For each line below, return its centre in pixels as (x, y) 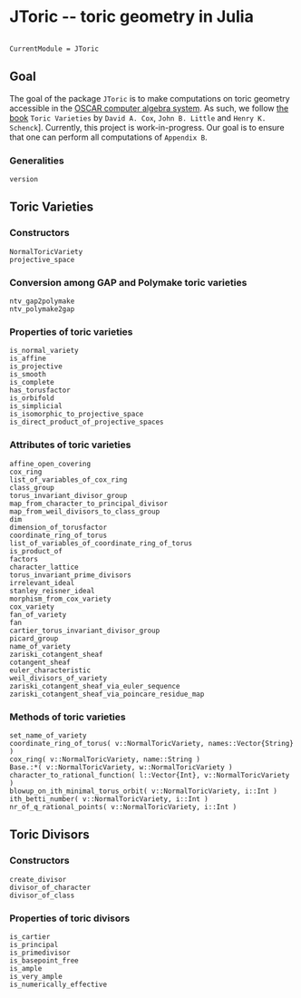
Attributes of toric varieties (70, 445)
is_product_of (36, 551)
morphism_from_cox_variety (60, 599)
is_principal (34, 944)
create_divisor (38, 879)
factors (24, 559)
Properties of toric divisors (70, 918)
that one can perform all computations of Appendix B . (109, 137)
